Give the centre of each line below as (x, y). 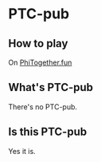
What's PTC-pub (51, 87)
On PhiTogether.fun (40, 62)
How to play (38, 43)
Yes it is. (22, 151)
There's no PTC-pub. (43, 107)
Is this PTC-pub (48, 132)
